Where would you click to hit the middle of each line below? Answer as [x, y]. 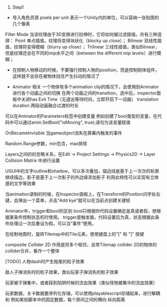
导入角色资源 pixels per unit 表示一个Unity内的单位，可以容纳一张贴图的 [86, 17]
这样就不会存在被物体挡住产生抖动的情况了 [56, 76]
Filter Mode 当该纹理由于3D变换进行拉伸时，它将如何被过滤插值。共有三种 [81, 34]
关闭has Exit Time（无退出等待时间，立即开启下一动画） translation [90, 99]
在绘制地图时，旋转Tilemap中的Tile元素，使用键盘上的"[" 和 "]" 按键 [75, 234]
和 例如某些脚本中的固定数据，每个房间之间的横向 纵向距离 [65, 300]
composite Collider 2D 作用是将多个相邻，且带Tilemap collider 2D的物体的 [81, 245]
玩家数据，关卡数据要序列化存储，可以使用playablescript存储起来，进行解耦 [83, 293]
